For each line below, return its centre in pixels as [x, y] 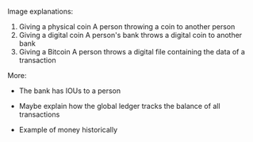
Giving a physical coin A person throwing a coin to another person [127, 26]
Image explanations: [40, 11]
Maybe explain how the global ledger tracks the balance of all [119, 106]
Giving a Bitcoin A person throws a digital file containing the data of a [132, 52]
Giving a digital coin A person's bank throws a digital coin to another [130, 35]
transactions [39, 114]
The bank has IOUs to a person [69, 91]
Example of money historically [68, 130]
